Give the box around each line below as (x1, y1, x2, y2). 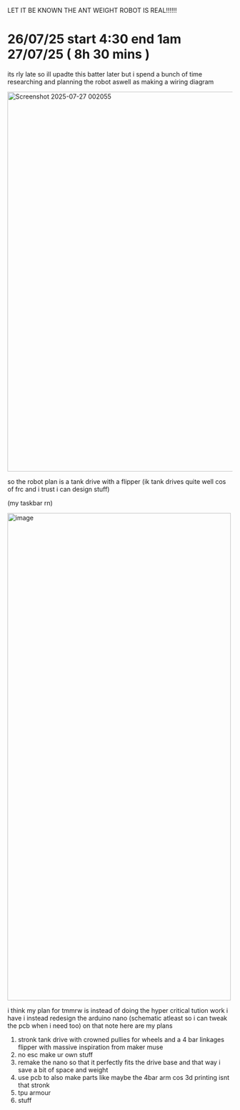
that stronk (17, 1081, 50, 1089)
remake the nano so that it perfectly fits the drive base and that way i (17, 1058, 221, 1066)
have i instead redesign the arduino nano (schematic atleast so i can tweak (7, 1014, 228, 1022)
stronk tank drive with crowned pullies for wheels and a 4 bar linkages (17, 1035, 225, 1044)
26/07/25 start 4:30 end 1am (7, 31, 182, 47)
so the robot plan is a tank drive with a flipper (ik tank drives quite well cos (7, 477, 226, 485)
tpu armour (17, 1088, 51, 1096)
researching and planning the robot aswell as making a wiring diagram (7, 77, 214, 86)
